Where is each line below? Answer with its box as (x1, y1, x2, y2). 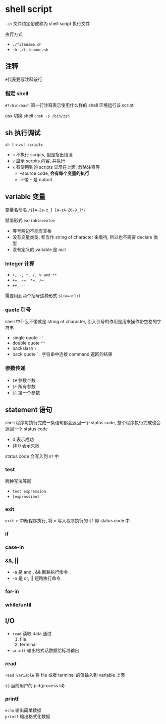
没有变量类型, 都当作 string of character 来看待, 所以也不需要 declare (12, 234, 153, 240)
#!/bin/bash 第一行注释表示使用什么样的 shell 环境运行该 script (5, 102, 134, 108)
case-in (5, 544, 24, 551)
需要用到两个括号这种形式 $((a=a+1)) (5, 292, 81, 298)
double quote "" (12, 340, 46, 346)
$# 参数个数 (12, 377, 36, 383)
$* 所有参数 (12, 383, 36, 389)
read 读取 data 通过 (12, 630, 52, 636)
